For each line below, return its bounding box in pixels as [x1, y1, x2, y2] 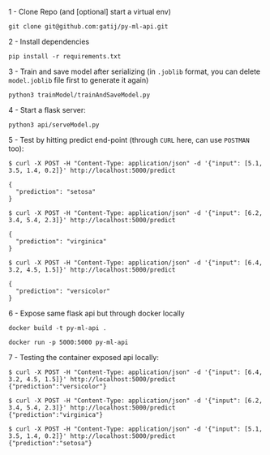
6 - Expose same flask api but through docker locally [8, 308, 185, 318]
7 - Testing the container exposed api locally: [8, 353, 160, 362]
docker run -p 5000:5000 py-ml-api [8, 338, 129, 346]
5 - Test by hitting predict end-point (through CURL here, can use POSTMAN [8, 135, 250, 144]
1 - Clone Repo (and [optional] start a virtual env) [8, 7, 172, 16]
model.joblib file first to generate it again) [8, 75, 149, 84]
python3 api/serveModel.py [8, 121, 100, 129]
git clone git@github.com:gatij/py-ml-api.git [8, 23, 169, 31]
